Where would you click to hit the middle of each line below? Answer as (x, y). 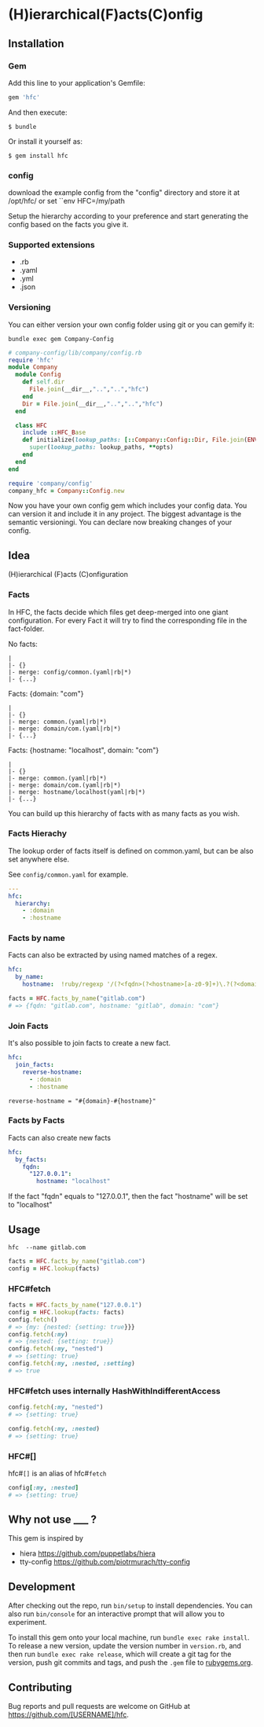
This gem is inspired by (46, 1538)
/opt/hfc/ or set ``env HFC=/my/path (67, 201)
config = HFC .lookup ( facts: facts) (66, 1312)
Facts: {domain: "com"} (46, 693)
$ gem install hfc (38, 156)
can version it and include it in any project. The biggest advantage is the (125, 514)
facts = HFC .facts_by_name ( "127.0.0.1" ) (75, 1305)
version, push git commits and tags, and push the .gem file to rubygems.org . (131, 1663)
